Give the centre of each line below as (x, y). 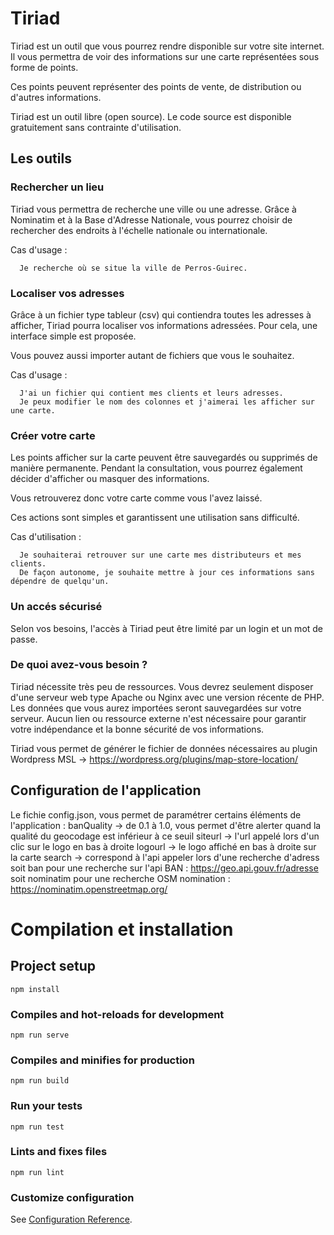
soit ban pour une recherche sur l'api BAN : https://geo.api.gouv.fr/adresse (164, 868)
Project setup (53, 966)
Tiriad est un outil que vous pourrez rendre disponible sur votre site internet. (167, 46)
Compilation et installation (122, 929)
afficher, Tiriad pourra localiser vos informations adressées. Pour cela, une (164, 325)
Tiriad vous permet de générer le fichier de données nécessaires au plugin (164, 748)
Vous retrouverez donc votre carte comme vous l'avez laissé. (136, 498)
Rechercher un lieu (57, 187)
